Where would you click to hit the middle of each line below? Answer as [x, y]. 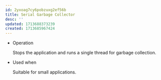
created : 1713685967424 [30, 29]
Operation [23, 43]
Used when [24, 62]
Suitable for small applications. [44, 72]
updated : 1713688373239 [30, 24]
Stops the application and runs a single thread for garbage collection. [84, 53]
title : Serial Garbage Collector [40, 15]
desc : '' [14, 19]
